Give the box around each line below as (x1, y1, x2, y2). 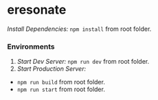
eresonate (7, 2, 67, 18)
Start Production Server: (16, 64, 87, 73)
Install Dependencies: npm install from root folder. (7, 25, 152, 33)
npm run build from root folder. (16, 78, 105, 86)
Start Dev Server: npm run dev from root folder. (16, 58, 150, 66)
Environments (7, 42, 55, 51)
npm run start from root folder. (16, 85, 105, 94)
